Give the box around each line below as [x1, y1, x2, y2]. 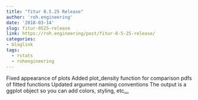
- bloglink [6, 42, 33, 48]
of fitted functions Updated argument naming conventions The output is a [6, 80, 187, 88]
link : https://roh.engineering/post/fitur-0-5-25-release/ [6, 31, 156, 37]
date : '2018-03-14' [6, 20, 55, 25]
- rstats [11, 53, 33, 59]
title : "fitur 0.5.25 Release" [6, 8, 84, 15]
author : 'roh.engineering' [6, 14, 73, 20]
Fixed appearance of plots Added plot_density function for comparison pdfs [6, 75, 192, 82]
